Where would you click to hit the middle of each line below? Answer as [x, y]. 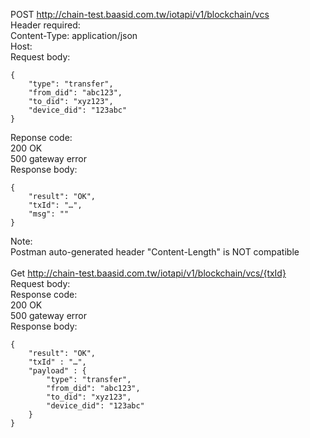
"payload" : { [57, 371]
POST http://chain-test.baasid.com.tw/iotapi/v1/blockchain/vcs [140, 14]
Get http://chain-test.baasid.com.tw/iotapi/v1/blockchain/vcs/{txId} [148, 273]
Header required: [45, 25]
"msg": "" [49, 214]
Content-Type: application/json [74, 35]
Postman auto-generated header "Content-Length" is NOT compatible [155, 252]
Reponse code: [41, 137]
